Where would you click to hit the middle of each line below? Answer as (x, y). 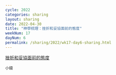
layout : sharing (22, 19)
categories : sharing (27, 15)
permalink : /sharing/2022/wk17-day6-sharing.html (59, 43)
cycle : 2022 (18, 10)
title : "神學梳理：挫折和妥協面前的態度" (44, 29)
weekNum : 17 (18, 33)
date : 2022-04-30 (23, 24)
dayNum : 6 (16, 38)
